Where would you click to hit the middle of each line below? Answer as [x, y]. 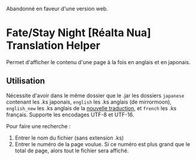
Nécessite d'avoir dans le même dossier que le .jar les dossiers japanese [95, 95]
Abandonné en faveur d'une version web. [57, 9]
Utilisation [26, 81]
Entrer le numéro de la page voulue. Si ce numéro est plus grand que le [102, 144]
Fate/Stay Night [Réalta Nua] [79, 33]
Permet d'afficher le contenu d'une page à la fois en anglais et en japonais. [99, 62]
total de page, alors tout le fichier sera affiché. [72, 150]
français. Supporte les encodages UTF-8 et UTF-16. [70, 114]
